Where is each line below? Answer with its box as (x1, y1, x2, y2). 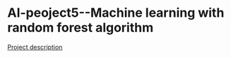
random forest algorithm (7, 20, 154, 36)
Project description (7, 43, 63, 51)
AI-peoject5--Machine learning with (7, 5, 225, 21)
